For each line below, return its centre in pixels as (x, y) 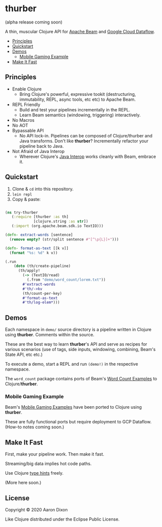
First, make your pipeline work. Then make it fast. (55, 454)
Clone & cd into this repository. (43, 189)
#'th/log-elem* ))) (41, 303)
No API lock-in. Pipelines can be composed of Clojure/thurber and (86, 135)
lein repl (22, 194)
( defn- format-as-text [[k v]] (37, 248)
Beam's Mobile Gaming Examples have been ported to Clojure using (73, 407)
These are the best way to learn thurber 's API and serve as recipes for (76, 344)
